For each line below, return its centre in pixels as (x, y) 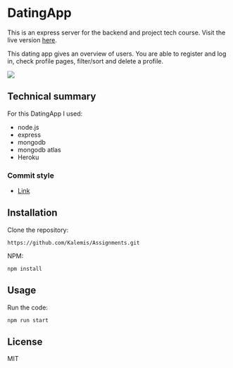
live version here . (32, 39)
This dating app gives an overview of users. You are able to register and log (117, 54)
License (25, 342)
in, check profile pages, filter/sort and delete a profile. (86, 61)
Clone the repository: (38, 230)
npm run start (28, 320)
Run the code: (27, 307)
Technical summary (52, 97)
